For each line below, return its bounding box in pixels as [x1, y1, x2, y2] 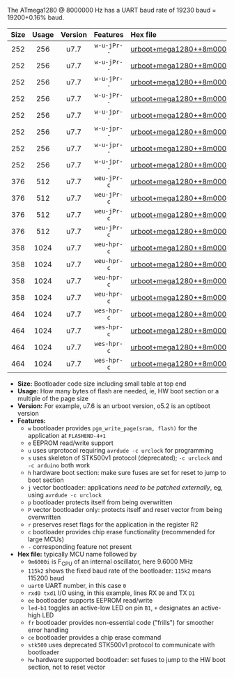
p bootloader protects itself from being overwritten [27, 498, 173, 506]
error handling [27, 626, 69, 634]
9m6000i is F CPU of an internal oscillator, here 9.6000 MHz [27, 557, 194, 567]
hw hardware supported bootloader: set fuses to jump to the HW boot [27, 655, 226, 663]
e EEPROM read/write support [27, 439, 114, 447]
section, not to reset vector [27, 663, 106, 671]
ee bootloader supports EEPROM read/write [27, 596, 153, 604]
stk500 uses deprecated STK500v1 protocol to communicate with [27, 640, 215, 649]
